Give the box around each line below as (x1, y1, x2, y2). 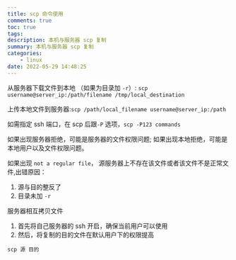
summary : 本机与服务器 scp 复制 (7, 43, 94, 50)
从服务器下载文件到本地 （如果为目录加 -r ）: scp (7, 83, 148, 92)
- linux (20, 57, 42, 64)
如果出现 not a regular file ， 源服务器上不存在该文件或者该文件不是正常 (7, 159, 223, 167)
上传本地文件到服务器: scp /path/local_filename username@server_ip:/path (7, 104, 226, 113)
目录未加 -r (17, 191, 52, 200)
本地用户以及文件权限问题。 (7, 143, 88, 152)
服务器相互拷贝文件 (7, 206, 64, 215)
